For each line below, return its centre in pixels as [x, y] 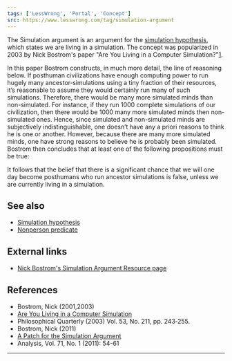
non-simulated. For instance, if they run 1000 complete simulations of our [112, 104]
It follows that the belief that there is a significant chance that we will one [111, 169]
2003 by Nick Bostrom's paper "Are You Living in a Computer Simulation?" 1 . [115, 54]
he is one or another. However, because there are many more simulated [109, 134]
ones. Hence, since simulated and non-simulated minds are [121, 119]
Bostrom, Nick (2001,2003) [56, 306]
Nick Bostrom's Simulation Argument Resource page [92, 268]
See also [26, 206]
